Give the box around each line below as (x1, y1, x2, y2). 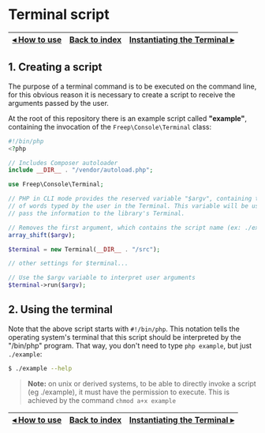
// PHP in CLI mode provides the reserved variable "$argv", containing (8, 195, 252, 203)
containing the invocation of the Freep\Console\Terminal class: (8, 122, 211, 131)
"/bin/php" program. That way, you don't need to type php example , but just (8, 341, 252, 350)
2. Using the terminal (8, 303, 113, 317)
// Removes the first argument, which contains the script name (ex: (8, 224, 242, 232)
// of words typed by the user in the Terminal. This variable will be (8, 202, 248, 210)
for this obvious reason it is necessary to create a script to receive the (8, 89, 236, 100)
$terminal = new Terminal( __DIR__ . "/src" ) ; (8, 245, 160, 254)
